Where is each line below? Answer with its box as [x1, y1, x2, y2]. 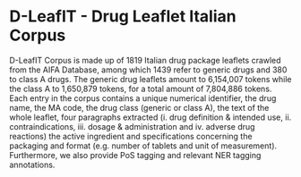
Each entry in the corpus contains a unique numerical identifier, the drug [9, 92, 277, 104]
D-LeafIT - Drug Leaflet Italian [9, 6, 236, 27]
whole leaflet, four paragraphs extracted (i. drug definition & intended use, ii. [9, 112, 292, 122]
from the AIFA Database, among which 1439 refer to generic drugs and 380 [9, 64, 288, 75]
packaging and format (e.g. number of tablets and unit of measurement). [9, 140, 278, 151]
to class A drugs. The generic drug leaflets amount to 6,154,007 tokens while [9, 73, 292, 84]
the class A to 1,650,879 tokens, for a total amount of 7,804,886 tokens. [9, 83, 272, 94]
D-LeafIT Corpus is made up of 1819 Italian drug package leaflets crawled [9, 55, 281, 65]
